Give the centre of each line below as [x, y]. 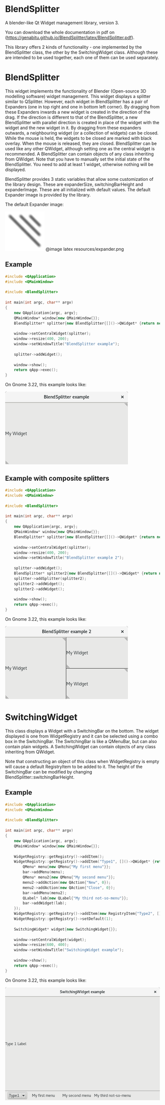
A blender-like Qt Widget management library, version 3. [62, 23]
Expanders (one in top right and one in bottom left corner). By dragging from [82, 106]
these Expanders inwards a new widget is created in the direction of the [78, 112]
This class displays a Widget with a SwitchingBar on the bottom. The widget [82, 731]
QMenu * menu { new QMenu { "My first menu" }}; [67, 867]
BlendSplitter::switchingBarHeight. [40, 777]
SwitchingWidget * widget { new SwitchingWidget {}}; [66, 929]
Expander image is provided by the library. [48, 195]
